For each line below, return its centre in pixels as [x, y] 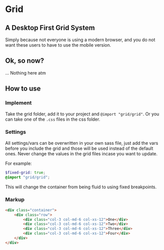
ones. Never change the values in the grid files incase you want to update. [82, 153]
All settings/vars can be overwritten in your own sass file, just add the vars [82, 143]
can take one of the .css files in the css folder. [53, 119]
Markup [15, 200]
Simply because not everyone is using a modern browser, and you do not [80, 40]
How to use [23, 89]
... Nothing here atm [26, 73]
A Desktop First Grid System [50, 28]
